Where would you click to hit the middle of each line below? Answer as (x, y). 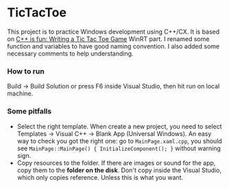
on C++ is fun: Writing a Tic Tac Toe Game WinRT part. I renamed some (108, 38)
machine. (20, 93)
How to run (26, 71)
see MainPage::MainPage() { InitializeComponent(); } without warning (119, 148)
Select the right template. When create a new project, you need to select (119, 126)
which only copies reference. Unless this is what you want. (100, 177)
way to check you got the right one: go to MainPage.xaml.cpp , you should (120, 141)
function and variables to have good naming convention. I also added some (113, 46)
